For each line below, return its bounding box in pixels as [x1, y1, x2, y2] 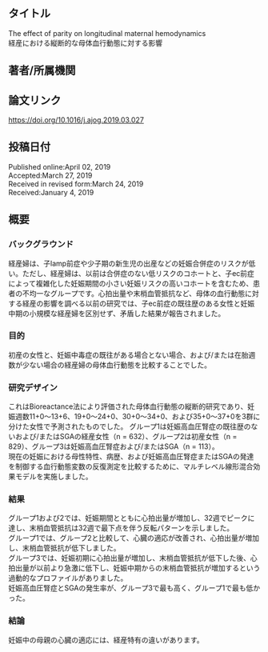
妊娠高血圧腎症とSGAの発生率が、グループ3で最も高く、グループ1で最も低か [8, 583, 261, 593]
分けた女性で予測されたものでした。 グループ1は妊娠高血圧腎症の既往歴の [8, 422, 251, 431]
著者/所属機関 [8, 64, 76, 78]
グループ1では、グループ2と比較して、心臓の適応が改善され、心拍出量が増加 [8, 534, 260, 543]
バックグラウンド [8, 238, 74, 250]
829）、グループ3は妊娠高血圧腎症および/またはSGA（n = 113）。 [8, 442, 219, 451]
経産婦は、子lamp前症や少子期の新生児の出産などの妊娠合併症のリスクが [8, 258, 250, 268]
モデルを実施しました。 [14, 472, 93, 482]
